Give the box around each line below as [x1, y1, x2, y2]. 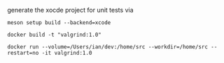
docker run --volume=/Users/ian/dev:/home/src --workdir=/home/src [7, 44, 209, 51]
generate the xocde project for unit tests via [7, 6, 134, 14]
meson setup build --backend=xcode [7, 19, 111, 26]
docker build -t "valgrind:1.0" [7, 31, 101, 38]
